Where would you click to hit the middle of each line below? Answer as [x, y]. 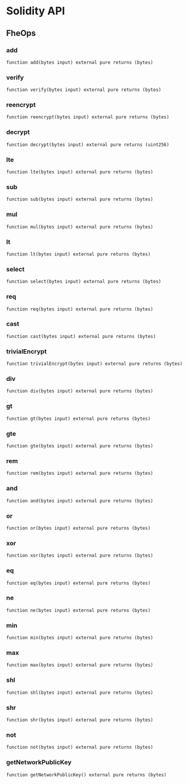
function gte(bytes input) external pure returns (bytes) [80, 446]
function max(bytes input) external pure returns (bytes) [80, 665]
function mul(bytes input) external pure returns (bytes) [80, 227]
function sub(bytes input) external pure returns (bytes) [80, 199]
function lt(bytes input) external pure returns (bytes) [78, 254]
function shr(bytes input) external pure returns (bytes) [80, 720]
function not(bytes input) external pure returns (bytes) [80, 748]
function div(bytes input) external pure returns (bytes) [80, 391]
